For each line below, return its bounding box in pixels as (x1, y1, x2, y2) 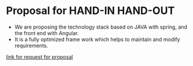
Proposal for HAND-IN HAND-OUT (6, 4, 175, 18)
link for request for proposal (6, 53, 73, 60)
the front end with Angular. (14, 29, 79, 36)
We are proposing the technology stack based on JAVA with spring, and (14, 23, 188, 30)
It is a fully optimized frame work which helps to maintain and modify (14, 36, 181, 43)
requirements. (14, 42, 48, 49)
